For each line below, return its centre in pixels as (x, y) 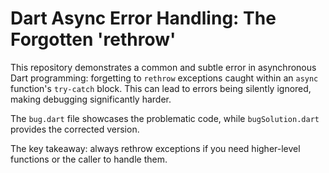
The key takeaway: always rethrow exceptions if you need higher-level (155, 148)
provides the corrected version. (75, 129)
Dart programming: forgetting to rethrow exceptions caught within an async (164, 78)
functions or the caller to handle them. (89, 159)
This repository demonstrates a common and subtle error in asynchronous (163, 67)
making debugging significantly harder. (91, 99)
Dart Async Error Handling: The (143, 18)
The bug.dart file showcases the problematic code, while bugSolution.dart (165, 118)
